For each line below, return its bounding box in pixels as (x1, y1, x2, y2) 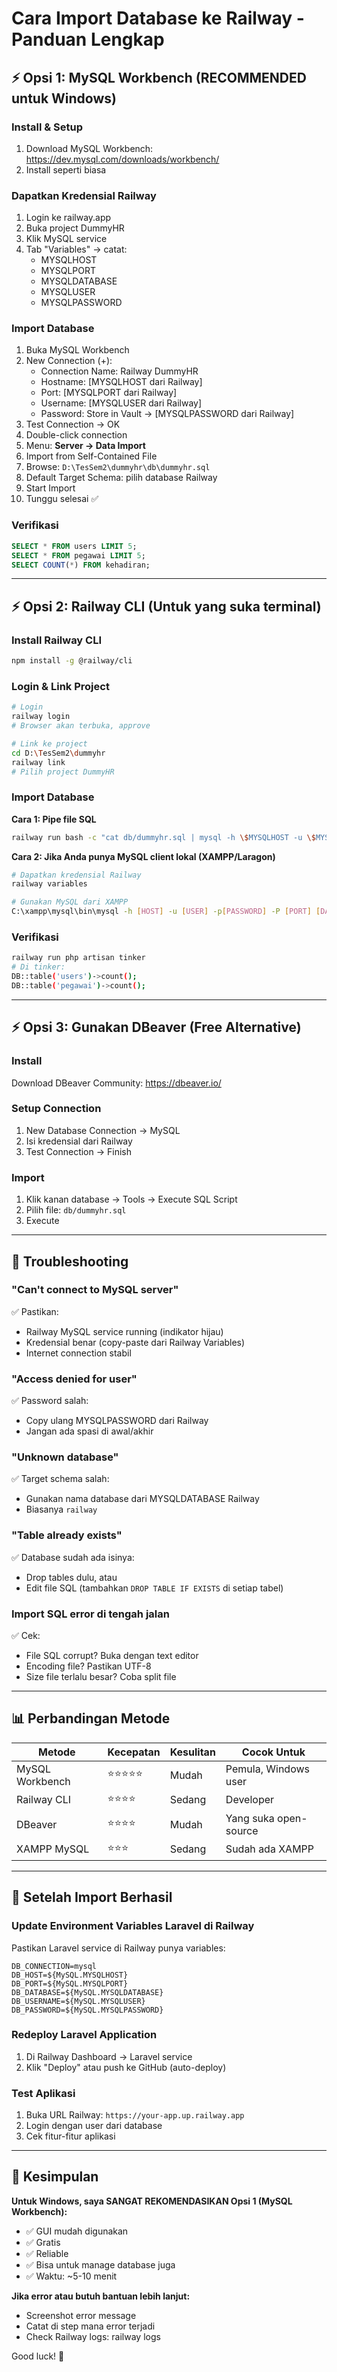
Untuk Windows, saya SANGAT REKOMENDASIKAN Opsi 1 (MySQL (11, 2195, 293, 2207)
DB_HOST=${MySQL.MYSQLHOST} (11, 1970, 129, 1980)
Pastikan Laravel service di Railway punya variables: (11, 1942, 226, 1954)
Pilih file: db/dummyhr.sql (25, 1204, 127, 1216)
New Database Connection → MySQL (25, 1124, 181, 1136)
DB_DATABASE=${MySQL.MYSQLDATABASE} (11, 1987, 164, 1997)
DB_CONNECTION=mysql (11, 1961, 98, 1971)
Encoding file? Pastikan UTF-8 (25, 1660, 152, 1672)
